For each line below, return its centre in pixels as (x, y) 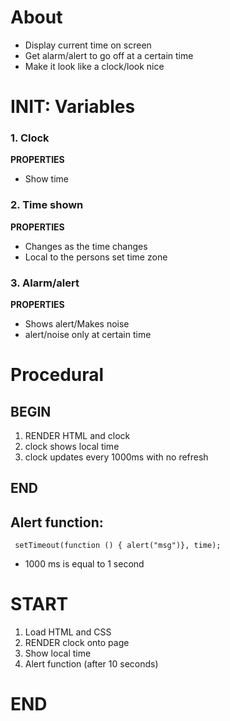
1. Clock (30, 138)
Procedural (57, 375)
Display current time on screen (88, 45)
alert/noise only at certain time (88, 335)
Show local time (58, 653)
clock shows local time (72, 447)
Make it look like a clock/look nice (94, 66)
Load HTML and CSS (68, 632)
